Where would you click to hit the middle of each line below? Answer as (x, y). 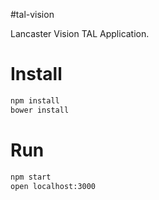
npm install (35, 100)
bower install (40, 110)
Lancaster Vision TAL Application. (80, 33)
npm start (31, 177)
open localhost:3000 (53, 186)
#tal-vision (32, 14)
